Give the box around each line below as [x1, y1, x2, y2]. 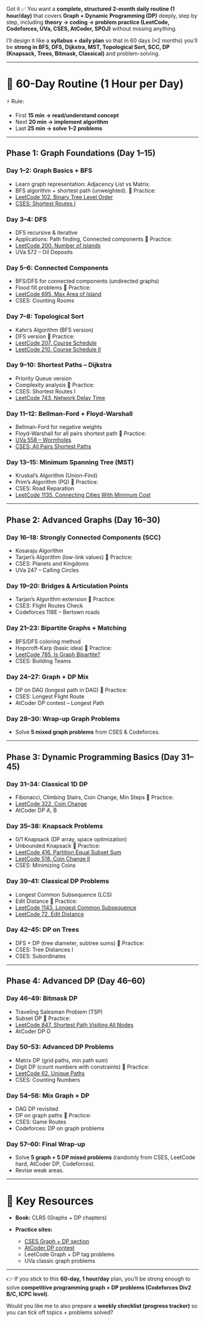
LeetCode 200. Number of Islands [15, 241, 101, 249]
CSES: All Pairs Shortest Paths [15, 443, 92, 450]
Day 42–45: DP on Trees [6, 926, 79, 934]
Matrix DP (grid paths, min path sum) [15, 1056, 109, 1064]
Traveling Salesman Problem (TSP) [15, 1008, 103, 1015]
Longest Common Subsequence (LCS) [15, 891, 112, 898]
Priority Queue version [15, 374, 72, 382]
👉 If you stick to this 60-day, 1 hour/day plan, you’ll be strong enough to [6, 1275, 191, 1282]
